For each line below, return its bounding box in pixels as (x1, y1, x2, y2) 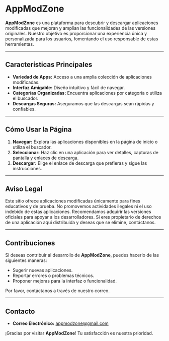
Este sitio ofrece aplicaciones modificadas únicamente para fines (5, 198, 141, 204)
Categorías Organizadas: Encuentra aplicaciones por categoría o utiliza (12, 90, 162, 96)
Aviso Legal (5, 184, 43, 193)
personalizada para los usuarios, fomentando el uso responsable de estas (5, 36, 158, 42)
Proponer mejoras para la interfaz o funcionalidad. (12, 278, 117, 284)
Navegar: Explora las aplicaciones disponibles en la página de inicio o (12, 139, 158, 145)
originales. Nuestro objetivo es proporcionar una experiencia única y (5, 30, 147, 36)
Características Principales (5, 60, 93, 69)
